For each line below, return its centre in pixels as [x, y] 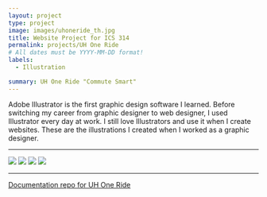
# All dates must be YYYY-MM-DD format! [76, 52]
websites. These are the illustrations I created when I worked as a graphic [129, 129]
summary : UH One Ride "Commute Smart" [72, 81]
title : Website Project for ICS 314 [69, 38]
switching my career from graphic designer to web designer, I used [118, 113]
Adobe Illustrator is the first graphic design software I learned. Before [122, 104]
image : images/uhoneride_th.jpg [62, 30]
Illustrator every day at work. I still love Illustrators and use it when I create [130, 121]
